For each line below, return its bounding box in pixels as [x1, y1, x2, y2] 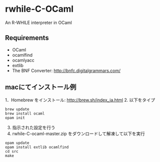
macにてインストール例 [5, 83, 77, 92]
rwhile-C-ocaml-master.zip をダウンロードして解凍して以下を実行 [12, 131, 145, 137]
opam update [5, 140, 29, 145]
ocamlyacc [12, 57, 35, 63]
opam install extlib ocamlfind [5, 144, 69, 150]
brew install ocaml [5, 111, 45, 116]
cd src [5, 149, 19, 154]
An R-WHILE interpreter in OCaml [5, 20, 72, 25]
